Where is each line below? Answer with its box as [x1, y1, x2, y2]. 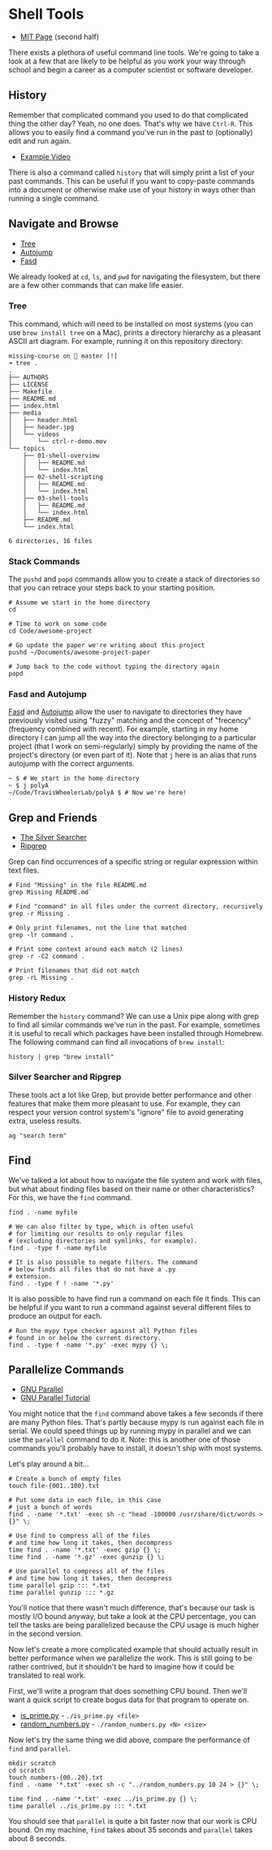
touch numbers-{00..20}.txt [8, 1774, 104, 1782]
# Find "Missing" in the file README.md [8, 881, 148, 890]
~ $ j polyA [8, 781, 49, 790]
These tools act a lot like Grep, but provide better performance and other [8, 1090, 252, 1099]
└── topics [8, 444, 45, 452]
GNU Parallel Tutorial [19, 1393, 91, 1403]
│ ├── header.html [8, 416, 79, 424]
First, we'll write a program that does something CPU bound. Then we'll [8, 1687, 248, 1696]
